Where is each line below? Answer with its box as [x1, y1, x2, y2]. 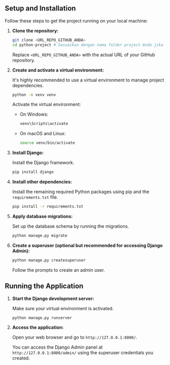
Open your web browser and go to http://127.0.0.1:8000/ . [12, 334, 137, 340]
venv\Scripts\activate [19, 121, 68, 126]
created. [12, 355, 30, 361]
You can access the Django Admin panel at [12, 344, 103, 350]
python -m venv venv [12, 92, 56, 97]
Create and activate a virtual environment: [12, 67, 104, 73]
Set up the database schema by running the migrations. [12, 223, 129, 229]
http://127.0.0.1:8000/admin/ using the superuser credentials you [12, 350, 154, 356]
